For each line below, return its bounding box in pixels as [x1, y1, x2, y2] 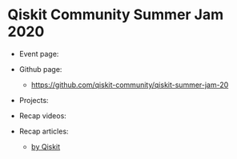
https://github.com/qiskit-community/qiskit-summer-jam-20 [30, 80, 229, 89]
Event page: [18, 49, 59, 58]
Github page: [18, 64, 62, 74]
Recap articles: [18, 126, 69, 136]
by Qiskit [30, 141, 61, 151]
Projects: [18, 95, 49, 105]
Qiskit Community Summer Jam [7, 6, 224, 24]
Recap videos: [18, 110, 67, 121]
